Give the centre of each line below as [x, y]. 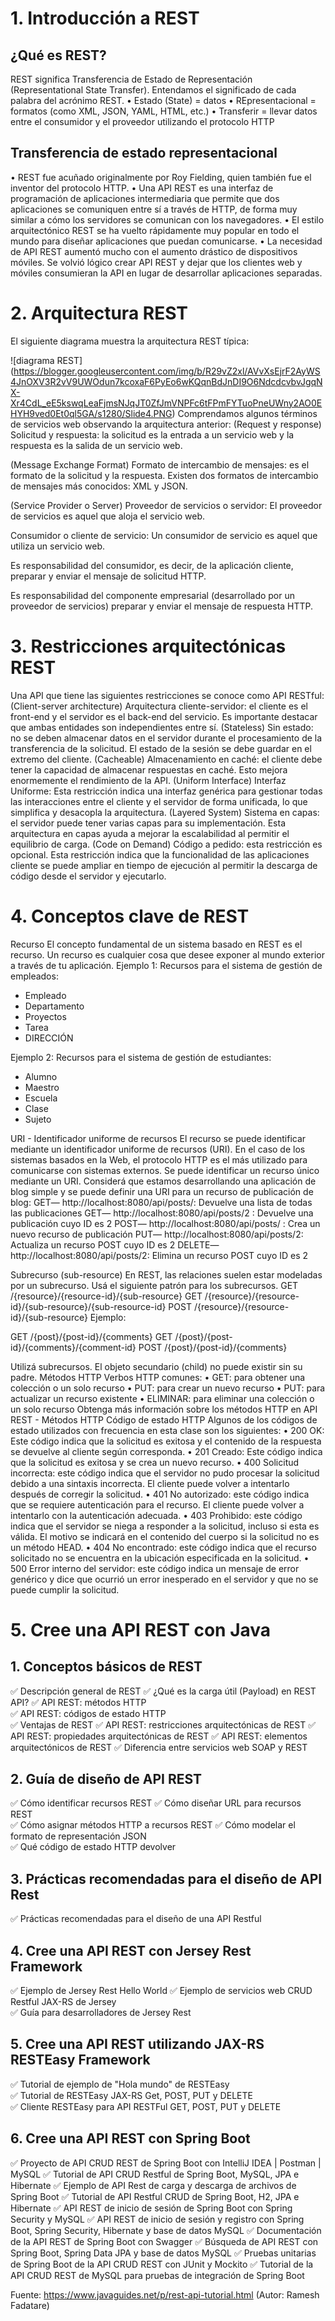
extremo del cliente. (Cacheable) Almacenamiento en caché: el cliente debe [166, 759]
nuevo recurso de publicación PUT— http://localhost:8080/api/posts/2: [157, 1234]
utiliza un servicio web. [58, 546]
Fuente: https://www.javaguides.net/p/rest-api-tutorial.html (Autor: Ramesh [165, 2294]
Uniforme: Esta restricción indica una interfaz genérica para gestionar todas [166, 791]
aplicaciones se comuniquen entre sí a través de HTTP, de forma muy [154, 209]
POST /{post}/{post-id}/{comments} [213, 1347]
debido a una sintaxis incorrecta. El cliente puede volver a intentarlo [150, 1483]
